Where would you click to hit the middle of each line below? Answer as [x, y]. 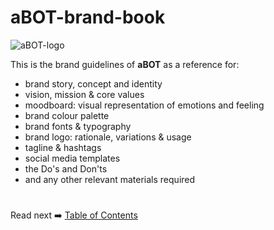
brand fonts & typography [78, 126]
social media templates [72, 158]
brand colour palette [67, 115]
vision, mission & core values [84, 94]
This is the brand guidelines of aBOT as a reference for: [125, 64]
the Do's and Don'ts [66, 168]
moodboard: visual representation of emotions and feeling [144, 105]
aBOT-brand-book [88, 17]
